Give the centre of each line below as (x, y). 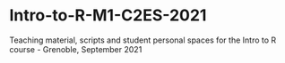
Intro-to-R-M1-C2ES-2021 (108, 16)
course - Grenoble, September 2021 (76, 49)
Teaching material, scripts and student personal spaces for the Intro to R (143, 40)
